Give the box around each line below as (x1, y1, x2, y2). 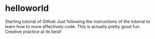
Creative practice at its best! (5, 29, 62, 34)
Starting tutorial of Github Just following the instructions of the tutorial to (5, 19, 151, 24)
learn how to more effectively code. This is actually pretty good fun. (5, 23, 141, 29)
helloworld (5, 3, 49, 14)
